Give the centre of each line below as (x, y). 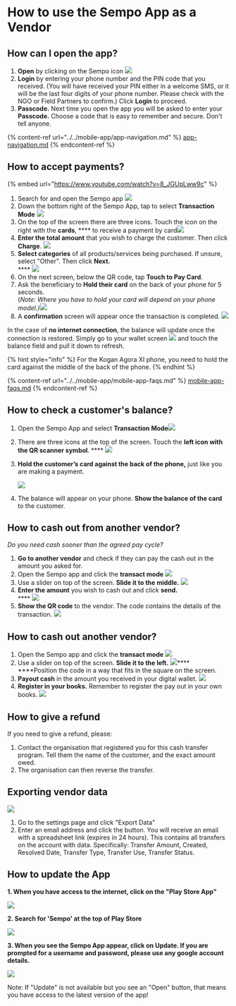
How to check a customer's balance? (90, 410)
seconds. (31, 292)
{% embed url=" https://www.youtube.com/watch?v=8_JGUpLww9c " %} (112, 183)
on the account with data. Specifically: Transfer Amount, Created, (112, 844)
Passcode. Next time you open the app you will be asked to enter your (120, 109)
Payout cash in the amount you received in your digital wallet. (107, 679)
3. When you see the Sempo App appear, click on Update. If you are (108, 945)
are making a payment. (51, 471)
